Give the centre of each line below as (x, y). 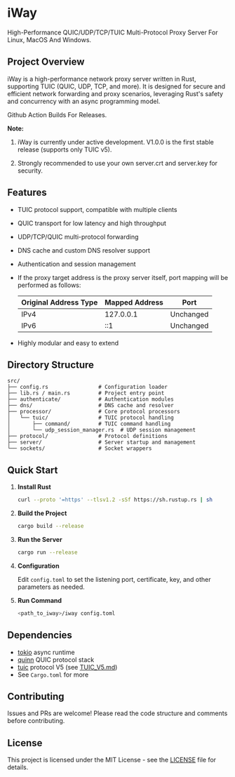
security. (30, 171)
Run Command (39, 600)
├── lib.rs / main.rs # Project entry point (86, 393)
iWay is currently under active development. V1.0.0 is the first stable (115, 142)
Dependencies (40, 636)
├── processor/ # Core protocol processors (94, 412)
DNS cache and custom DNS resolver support (84, 250)
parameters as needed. (51, 587)
